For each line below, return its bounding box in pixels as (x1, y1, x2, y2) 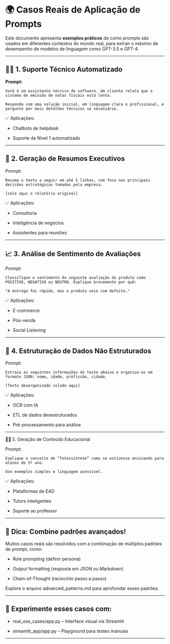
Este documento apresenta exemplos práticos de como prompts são (5, 35, 149, 41)
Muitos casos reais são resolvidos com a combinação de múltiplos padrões (5, 541, 162, 547)
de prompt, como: (5, 546, 43, 552)
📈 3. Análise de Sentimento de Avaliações (5, 249, 141, 258)
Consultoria (12, 210, 37, 216)
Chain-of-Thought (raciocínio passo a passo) (12, 576, 107, 581)
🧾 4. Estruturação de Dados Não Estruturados (5, 346, 152, 355)
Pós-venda (12, 317, 36, 324)
